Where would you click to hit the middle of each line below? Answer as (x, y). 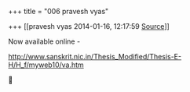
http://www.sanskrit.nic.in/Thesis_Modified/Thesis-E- (95, 57)
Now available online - (44, 41)
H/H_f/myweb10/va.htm (46, 65)
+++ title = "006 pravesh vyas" (58, 11)
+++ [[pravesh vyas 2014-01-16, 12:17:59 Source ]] (89, 26)
